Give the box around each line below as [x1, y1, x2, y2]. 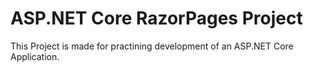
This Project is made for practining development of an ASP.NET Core [10, 40, 294, 52]
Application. [10, 50, 60, 62]
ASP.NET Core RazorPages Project [10, 7, 303, 30]
